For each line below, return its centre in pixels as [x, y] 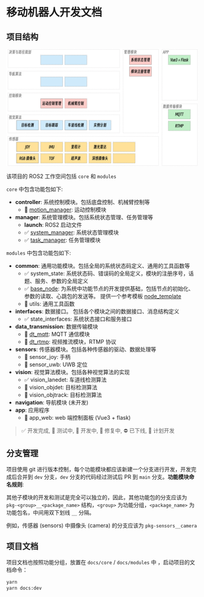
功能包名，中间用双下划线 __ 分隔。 [51, 512]
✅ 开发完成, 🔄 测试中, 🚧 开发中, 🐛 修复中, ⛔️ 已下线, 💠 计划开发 [98, 431]
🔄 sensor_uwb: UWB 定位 [56, 364]
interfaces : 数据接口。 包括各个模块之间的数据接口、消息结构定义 [97, 312]
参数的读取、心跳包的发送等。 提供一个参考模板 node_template [103, 296]
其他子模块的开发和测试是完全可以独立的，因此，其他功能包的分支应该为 [97, 497]
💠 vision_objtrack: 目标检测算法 [63, 395]
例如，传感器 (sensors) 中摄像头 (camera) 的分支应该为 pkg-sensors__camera [102, 525]
